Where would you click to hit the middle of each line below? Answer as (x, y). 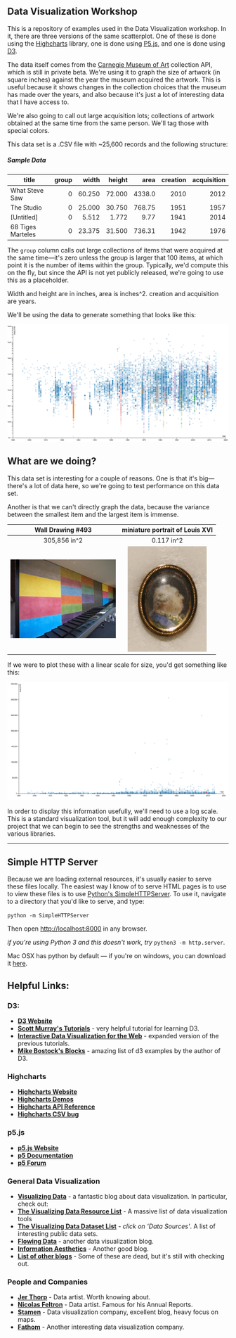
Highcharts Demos (45, 1100)
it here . (18, 964)
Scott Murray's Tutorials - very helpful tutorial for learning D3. (108, 1028)
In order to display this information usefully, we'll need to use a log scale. (113, 811)
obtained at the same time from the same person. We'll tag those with (108, 123)
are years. (22, 301)
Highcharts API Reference (56, 1107)
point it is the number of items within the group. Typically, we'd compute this (118, 265)
